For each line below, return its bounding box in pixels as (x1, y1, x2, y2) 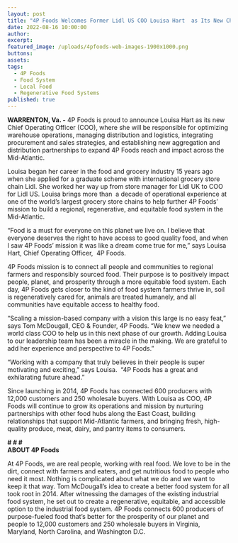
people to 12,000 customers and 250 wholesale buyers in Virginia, (7, 520, 200, 528)
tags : (7, 63, 23, 70)
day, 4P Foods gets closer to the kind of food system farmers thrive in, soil (7, 285, 225, 293)
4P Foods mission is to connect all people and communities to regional (7, 263, 214, 270)
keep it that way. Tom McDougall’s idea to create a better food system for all (7, 482, 229, 490)
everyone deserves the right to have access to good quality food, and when (7, 234, 229, 242)
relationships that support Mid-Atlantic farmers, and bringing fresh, (7, 417, 203, 425)
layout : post (7, 10, 46, 18)
